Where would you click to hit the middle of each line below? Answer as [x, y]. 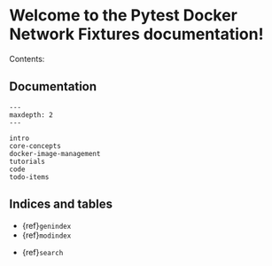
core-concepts [35, 146]
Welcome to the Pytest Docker [123, 16]
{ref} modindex [47, 235]
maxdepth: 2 [31, 115]
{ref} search [43, 252]
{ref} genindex [47, 225]
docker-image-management [55, 153]
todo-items [29, 177]
